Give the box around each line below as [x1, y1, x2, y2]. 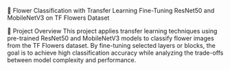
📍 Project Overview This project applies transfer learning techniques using [7, 27, 218, 35]
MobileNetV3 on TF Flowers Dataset [7, 14, 110, 22]
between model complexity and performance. [7, 56, 137, 64]
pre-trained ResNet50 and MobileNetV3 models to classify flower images [7, 34, 214, 42]
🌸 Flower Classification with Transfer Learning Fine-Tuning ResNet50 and [7, 7, 215, 14]
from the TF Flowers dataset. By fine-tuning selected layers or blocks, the [7, 42, 216, 49]
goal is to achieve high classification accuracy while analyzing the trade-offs [7, 48, 224, 57]
